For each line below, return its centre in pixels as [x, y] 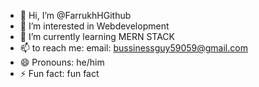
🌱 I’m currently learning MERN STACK [97, 36]
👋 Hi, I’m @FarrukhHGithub [75, 15]
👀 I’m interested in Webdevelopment [94, 26]
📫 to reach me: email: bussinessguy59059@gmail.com [133, 48]
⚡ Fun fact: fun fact [59, 73]
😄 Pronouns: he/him [62, 62]
